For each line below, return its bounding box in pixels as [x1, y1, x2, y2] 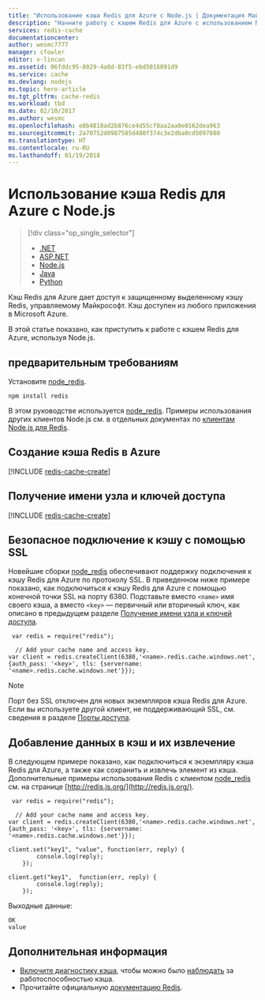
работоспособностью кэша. [19, 974, 114, 984]
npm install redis [8, 392, 69, 400]
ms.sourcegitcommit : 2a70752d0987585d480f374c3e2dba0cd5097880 [8, 129, 221, 137]
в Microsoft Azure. [8, 309, 69, 319]
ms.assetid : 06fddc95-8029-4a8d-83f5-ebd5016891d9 [8, 63, 178, 71]
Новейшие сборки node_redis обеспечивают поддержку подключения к [8, 567, 252, 576]
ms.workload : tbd [8, 100, 65, 108]
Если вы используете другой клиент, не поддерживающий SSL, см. [8, 704, 236, 714]
